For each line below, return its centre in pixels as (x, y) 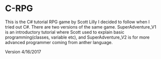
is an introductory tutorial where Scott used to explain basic (65, 32)
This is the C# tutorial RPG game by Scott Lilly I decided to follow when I (77, 22)
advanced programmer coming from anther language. (59, 42)
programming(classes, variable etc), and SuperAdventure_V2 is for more (77, 37)
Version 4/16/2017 (23, 52)
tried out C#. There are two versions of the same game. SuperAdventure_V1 (81, 27)
